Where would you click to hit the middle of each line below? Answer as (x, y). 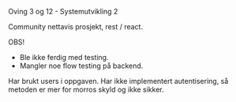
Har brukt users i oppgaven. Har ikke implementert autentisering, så (118, 81)
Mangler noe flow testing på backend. (81, 66)
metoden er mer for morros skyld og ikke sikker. (86, 89)
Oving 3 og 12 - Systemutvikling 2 (63, 11)
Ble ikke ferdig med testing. (64, 57)
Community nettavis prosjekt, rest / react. (76, 26)
